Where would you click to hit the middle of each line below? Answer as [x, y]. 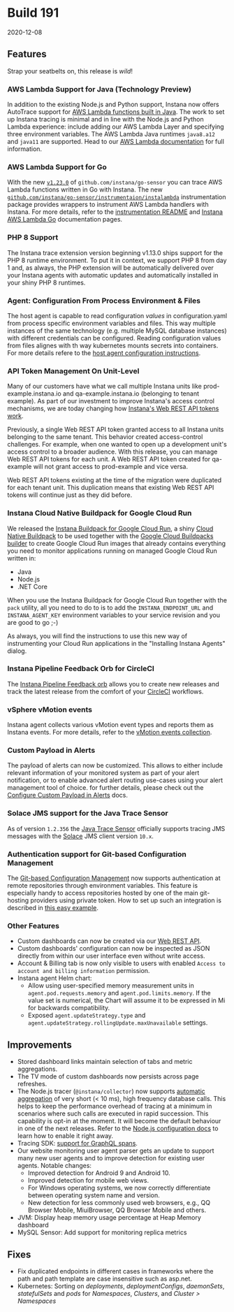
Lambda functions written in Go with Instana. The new [85, 189]
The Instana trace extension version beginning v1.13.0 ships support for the [115, 252]
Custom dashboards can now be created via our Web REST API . [109, 941]
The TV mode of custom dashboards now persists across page [108, 1076]
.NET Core [32, 586]
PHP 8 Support [33, 238]
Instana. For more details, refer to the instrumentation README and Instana [115, 212]
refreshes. [32, 1084]
